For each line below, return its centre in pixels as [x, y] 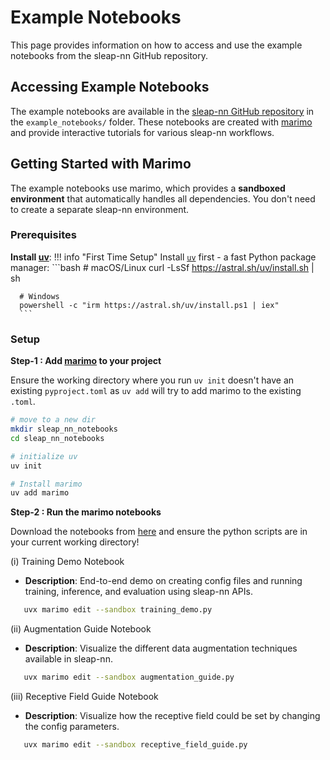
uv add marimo [40, 493]
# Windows [39, 296]
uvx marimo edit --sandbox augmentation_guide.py [129, 677]
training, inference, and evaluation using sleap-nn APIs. [138, 592]
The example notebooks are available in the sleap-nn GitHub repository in [162, 111]
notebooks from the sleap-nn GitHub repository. [109, 55]
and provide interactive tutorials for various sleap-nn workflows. [142, 132]
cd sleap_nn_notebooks [57, 438]
